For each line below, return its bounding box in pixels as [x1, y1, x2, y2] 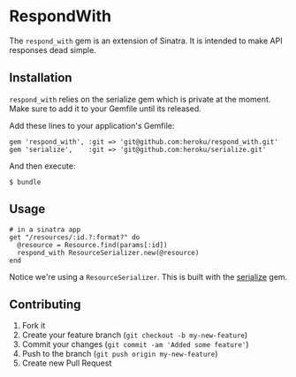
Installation [9, 71, 72, 86]
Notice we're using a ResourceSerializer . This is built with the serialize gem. [9, 271, 288, 282]
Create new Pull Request [21, 358, 112, 368]
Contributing [9, 297, 81, 312]
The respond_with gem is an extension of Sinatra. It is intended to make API [9, 35, 283, 46]
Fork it [21, 320, 46, 331]
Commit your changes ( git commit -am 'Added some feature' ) [21, 339, 249, 350]
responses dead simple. [9, 44, 97, 55]
